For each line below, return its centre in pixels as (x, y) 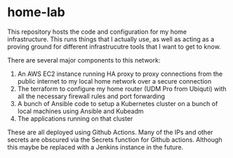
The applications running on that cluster (75, 118)
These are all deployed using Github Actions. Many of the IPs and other (110, 132)
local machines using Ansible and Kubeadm (80, 111)
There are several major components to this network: (84, 60)
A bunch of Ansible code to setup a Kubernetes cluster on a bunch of (118, 103)
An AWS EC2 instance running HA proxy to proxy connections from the (120, 74)
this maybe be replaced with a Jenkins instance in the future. (95, 147)
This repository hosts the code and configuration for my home (97, 32)
